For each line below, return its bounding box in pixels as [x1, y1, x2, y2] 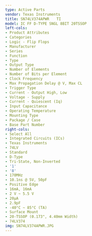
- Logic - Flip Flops [5, 40, 50, 45]
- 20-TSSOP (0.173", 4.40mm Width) [5, 214, 78, 219]
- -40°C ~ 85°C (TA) [5, 205, 48, 210]
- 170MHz [5, 173, 23, 178]
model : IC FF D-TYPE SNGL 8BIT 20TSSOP [5, 21, 87, 26]
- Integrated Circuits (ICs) [5, 136, 65, 141]
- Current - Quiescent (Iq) [5, 99, 63, 104]
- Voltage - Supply [5, 94, 45, 99]
